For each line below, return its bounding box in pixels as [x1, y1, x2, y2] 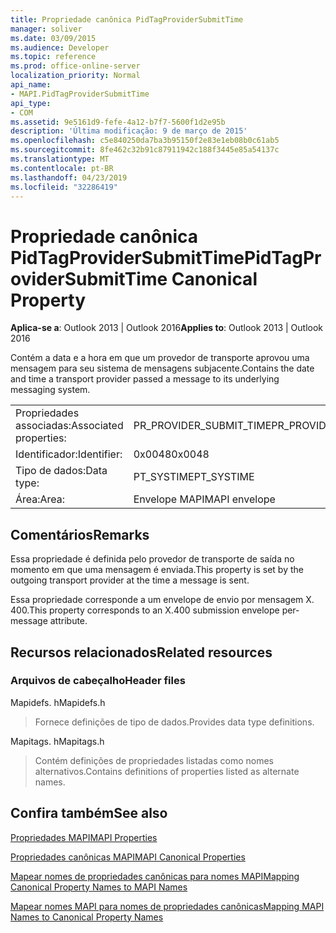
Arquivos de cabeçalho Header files [10, 674, 186, 688]
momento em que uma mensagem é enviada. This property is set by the [10, 564, 304, 576]
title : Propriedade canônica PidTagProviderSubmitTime [10, 14, 244, 25]
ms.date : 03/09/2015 [10, 33, 97, 43]
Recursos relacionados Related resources [10, 644, 273, 661]
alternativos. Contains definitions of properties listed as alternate [34, 765, 300, 777]
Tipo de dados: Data [15, 464, 108, 478]
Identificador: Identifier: [15, 447, 123, 461]
